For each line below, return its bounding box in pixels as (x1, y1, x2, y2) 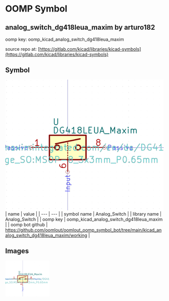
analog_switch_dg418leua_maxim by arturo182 (5, 23, 155, 32)
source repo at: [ (5, 46, 40, 52)
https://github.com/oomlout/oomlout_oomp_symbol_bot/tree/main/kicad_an (5, 227, 162, 233)
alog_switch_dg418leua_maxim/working (5, 232, 88, 238)
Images (5, 247, 29, 255)
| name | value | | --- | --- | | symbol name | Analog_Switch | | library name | (5, 211, 162, 217)
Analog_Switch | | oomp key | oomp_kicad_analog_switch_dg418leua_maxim (5, 216, 163, 222)
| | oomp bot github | (5, 222, 48, 228)
